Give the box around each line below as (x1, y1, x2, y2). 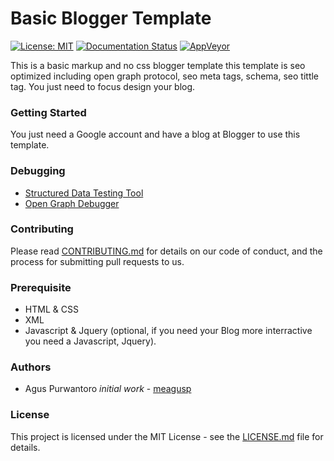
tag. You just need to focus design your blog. (10, 80, 196, 92)
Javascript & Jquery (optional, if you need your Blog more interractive (24, 325, 313, 337)
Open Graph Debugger (24, 197, 120, 209)
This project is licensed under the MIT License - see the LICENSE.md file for (10, 430, 324, 442)
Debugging (10, 164, 66, 178)
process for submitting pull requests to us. (10, 255, 185, 267)
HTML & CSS (24, 303, 79, 316)
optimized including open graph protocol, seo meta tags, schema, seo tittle (10, 70, 320, 82)
